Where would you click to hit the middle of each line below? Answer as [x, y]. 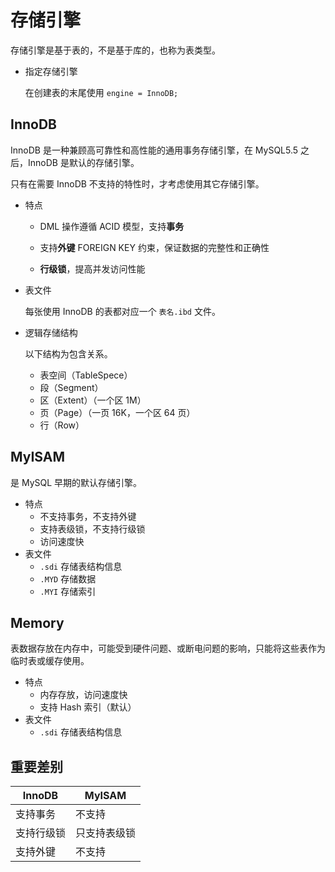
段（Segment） [71, 387]
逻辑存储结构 [51, 332]
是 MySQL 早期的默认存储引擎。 [76, 482]
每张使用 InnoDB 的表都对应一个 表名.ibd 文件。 [122, 311]
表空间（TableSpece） [86, 375]
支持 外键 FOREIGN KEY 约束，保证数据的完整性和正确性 [154, 247]
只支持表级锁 [106, 833]
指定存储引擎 [51, 71]
